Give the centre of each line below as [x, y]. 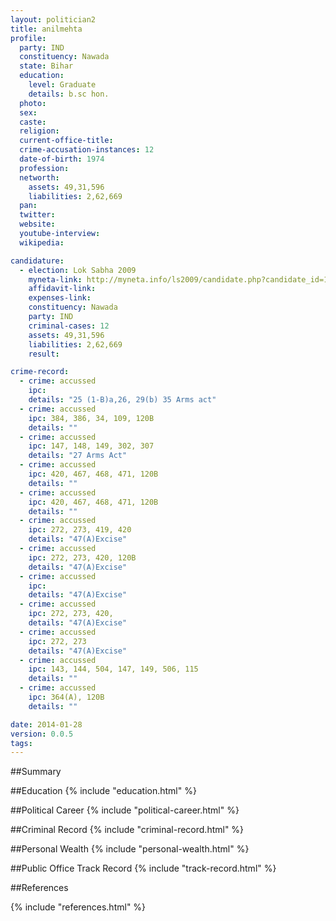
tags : [21, 743]
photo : [33, 103]
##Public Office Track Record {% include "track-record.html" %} [143, 868]
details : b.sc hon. [69, 94]
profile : [28, 38]
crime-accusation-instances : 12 [87, 150]
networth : [39, 177]
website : [37, 224]
